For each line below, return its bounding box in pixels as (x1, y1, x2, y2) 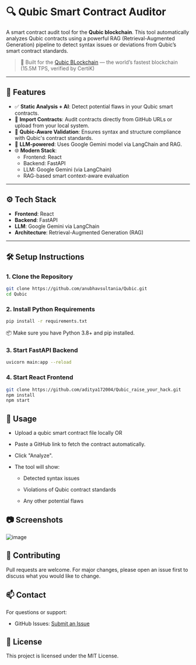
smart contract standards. (6, 47, 69, 54)
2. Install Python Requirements (6, 305, 95, 313)
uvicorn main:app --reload (6, 359, 72, 366)
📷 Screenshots (6, 515, 63, 525)
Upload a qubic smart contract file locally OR (14, 429, 123, 436)
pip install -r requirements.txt (6, 318, 87, 325)
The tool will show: (14, 463, 60, 470)
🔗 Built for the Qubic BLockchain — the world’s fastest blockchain (20, 59, 178, 66)
